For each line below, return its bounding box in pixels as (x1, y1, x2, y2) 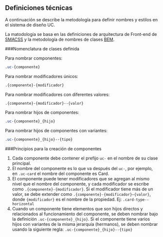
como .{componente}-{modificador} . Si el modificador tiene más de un (12, 186, 153, 192)
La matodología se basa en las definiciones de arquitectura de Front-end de (5, 31, 157, 37)
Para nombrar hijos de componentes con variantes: (5, 128, 108, 134)
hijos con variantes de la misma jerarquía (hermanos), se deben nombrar (12, 221, 158, 227)
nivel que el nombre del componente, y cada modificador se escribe (12, 181, 149, 187)
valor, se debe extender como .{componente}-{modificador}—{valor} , (12, 191, 151, 197)
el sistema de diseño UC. (5, 22, 55, 28)
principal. (12, 160, 31, 166)
